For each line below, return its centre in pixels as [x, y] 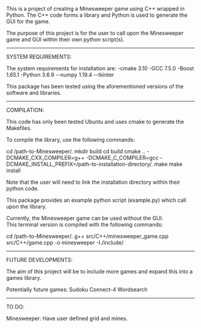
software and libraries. [34, 93]
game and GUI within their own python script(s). [65, 39]
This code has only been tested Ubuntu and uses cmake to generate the [95, 122]
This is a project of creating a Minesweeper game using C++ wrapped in [95, 9]
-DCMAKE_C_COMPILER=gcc [122, 158]
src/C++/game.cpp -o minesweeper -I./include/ [65, 242]
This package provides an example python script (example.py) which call [96, 200]
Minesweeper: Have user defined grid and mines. [67, 318]
